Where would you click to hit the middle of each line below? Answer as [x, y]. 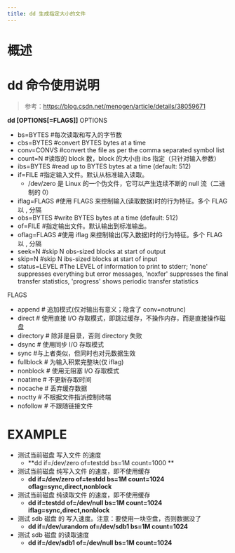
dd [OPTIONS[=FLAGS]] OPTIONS [57, 120]
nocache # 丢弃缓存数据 [52, 388]
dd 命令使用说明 [53, 86]
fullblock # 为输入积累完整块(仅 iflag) [70, 361]
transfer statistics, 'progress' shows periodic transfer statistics [108, 281]
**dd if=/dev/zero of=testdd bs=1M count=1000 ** [101, 462]
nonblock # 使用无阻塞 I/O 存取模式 [68, 371]
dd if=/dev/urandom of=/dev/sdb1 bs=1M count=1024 [108, 526]
